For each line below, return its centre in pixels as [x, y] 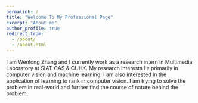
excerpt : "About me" [32, 23]
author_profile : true [33, 28]
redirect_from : [25, 34]
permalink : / [22, 12]
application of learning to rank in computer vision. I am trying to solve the [96, 80]
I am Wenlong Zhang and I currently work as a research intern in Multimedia [99, 62]
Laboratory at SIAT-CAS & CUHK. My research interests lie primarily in [92, 68]
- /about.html [29, 45]
